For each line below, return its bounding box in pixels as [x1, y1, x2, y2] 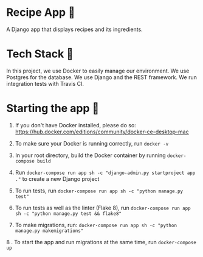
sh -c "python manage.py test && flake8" [15, 210, 122, 217]
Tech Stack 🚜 [6, 47, 74, 61]
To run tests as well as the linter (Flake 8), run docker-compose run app [15, 204, 191, 211]
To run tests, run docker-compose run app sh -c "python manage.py [15, 187, 184, 194]
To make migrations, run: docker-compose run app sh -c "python [15, 221, 177, 228]
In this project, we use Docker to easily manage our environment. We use [6, 67, 190, 74]
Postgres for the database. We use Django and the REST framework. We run [6, 73, 198, 81]
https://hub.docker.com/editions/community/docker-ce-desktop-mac [15, 128, 190, 135]
